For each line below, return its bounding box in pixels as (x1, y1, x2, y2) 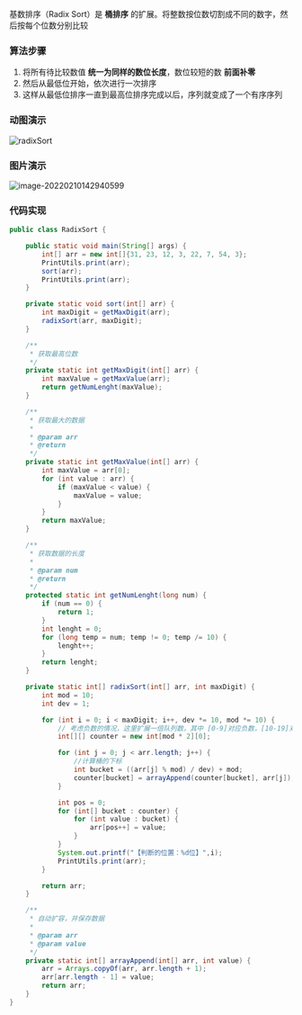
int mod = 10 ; (41, 690, 94, 700)
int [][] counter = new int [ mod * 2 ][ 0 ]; (57, 732, 211, 741)
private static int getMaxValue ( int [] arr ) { (25, 458, 200, 467)
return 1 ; (57, 607, 94, 617)
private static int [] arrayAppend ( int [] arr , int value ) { (25, 956, 252, 966)
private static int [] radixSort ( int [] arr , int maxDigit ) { (25, 683, 255, 692)
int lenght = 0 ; (41, 624, 102, 633)
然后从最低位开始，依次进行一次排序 (22, 78, 157, 89)
